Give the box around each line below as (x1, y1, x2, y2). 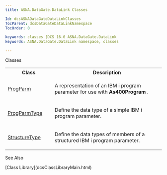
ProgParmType (7, 110, 43, 116)
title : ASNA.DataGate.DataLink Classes (5, 7, 88, 12)
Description (92, 69, 121, 76)
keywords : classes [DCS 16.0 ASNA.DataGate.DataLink (5, 34, 117, 40)
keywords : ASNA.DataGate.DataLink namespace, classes (5, 39, 119, 44)
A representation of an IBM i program (54, 82, 141, 89)
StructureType (7, 134, 41, 141)
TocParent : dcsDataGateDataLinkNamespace (5, 21, 92, 26)
